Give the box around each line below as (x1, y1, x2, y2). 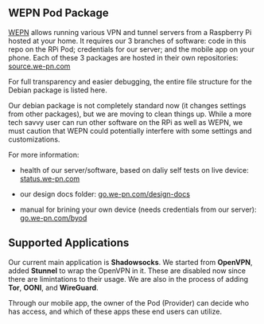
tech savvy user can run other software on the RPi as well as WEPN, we (8, 117, 243, 127)
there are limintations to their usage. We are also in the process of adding (8, 274, 249, 283)
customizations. (8, 135, 60, 144)
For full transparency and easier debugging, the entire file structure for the (8, 76, 252, 86)
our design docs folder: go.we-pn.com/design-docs (19, 189, 191, 198)
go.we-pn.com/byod (19, 213, 87, 222)
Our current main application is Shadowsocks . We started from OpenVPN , (8, 257, 253, 267)
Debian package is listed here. (8, 85, 107, 95)
